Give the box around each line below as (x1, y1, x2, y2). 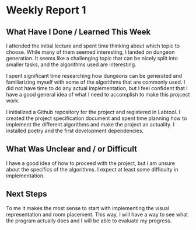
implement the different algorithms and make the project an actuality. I (6, 121, 175, 128)
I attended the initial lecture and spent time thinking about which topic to (6, 42, 180, 49)
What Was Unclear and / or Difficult (6, 144, 137, 154)
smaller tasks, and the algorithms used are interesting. (6, 61, 136, 68)
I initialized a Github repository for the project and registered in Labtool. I (6, 109, 181, 115)
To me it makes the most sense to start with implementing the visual (6, 204, 170, 211)
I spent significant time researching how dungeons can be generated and (6, 73, 183, 79)
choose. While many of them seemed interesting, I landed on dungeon (6, 49, 175, 56)
